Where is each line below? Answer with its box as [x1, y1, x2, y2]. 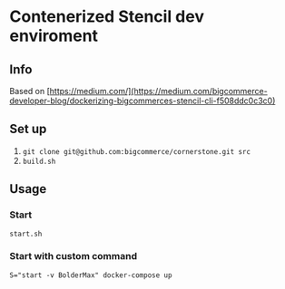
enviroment [9, 25, 98, 46]
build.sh [22, 157, 56, 166]
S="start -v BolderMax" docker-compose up [9, 270, 172, 280]
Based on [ [9, 86, 50, 96]
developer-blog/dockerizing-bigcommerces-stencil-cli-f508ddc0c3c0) [9, 95, 276, 106]
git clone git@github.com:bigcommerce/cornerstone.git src [22, 147, 251, 156]
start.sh [9, 229, 43, 238]
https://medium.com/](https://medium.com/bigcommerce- [49, 86, 268, 96]
